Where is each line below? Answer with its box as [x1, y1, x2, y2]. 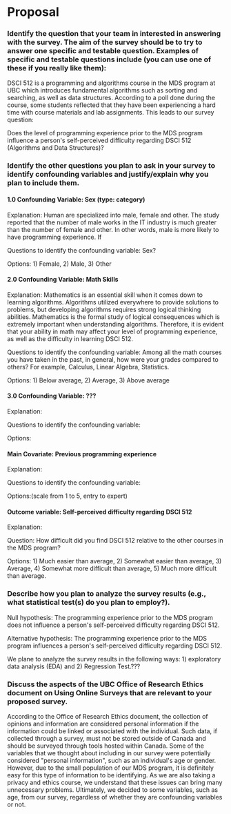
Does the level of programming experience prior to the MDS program [7, 129, 203, 137]
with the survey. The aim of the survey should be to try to [7, 37, 203, 47]
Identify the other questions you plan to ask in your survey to [7, 161, 216, 171]
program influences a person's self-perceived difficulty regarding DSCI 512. [7, 641, 223, 650]
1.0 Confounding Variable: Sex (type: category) [7, 195, 145, 204]
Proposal [7, 4, 60, 20]
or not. [7, 800, 26, 808]
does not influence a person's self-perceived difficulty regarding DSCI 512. [7, 621, 220, 629]
